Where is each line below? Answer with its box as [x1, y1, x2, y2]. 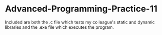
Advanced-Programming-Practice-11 [5, 3, 158, 14]
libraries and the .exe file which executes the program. [5, 24, 114, 30]
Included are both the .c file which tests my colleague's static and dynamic [5, 19, 155, 25]
